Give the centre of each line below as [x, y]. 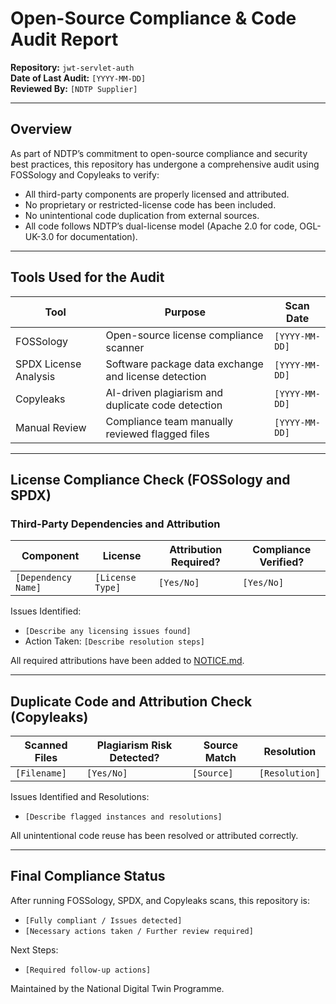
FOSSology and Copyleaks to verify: [85, 174]
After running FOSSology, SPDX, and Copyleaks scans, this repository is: [160, 900]
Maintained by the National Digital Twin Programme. [117, 988]
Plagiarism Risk [134, 745]
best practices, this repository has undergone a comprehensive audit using [165, 164]
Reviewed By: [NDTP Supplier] [74, 88]
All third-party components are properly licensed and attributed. [157, 194]
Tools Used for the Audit [87, 277]
